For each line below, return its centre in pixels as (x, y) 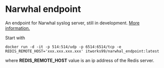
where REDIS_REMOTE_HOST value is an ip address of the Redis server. (80, 60)
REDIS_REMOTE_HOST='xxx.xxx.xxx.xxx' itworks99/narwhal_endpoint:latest (82, 51)
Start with (15, 38)
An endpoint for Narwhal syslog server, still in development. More (72, 23)
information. (18, 28)
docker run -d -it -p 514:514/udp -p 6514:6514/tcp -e (63, 47)
